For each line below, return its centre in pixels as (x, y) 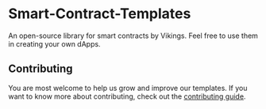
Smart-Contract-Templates (100, 14)
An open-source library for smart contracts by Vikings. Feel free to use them (133, 36)
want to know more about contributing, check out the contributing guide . (127, 96)
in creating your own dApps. (54, 43)
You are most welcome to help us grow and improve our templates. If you (128, 88)
